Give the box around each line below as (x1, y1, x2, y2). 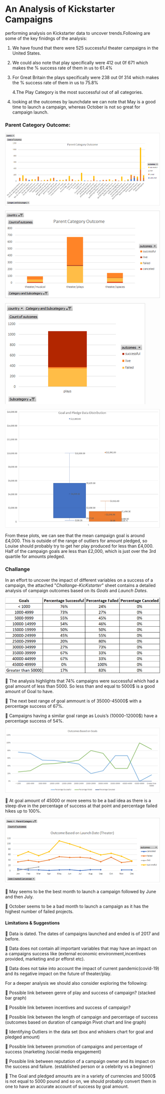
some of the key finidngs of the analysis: (5, 35, 87, 41)
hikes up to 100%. (5, 808, 42, 814)
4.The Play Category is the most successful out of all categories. (12, 89, 143, 95)
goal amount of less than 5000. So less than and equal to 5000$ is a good (5, 683, 155, 689)
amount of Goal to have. (5, 688, 54, 694)
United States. (12, 50, 41, 56)
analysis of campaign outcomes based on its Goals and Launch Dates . (5, 587, 148, 593)
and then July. (5, 894, 34, 900)
